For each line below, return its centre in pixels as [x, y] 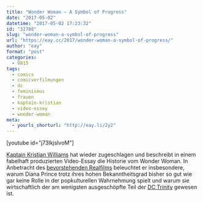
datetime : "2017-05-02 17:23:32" [49, 23]
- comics [23, 74]
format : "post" [26, 52]
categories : [21, 57]
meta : [13, 120]
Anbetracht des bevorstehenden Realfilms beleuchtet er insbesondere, [95, 168]
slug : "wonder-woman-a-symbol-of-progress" [63, 35]
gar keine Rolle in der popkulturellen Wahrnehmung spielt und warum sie [98, 181]
